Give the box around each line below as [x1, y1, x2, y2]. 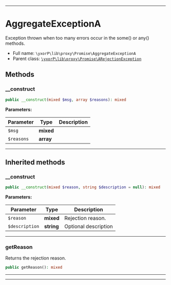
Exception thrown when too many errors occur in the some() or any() [5, 35, 150, 41]
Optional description [64, 223, 113, 230]
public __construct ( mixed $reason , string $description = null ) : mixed [5, 185, 160, 190]
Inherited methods [5, 158, 65, 166]
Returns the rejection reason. [5, 255, 66, 261]
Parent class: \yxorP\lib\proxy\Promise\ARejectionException [12, 55, 141, 62]
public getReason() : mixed [5, 265, 63, 270]
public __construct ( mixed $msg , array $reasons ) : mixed [5, 97, 126, 102]
